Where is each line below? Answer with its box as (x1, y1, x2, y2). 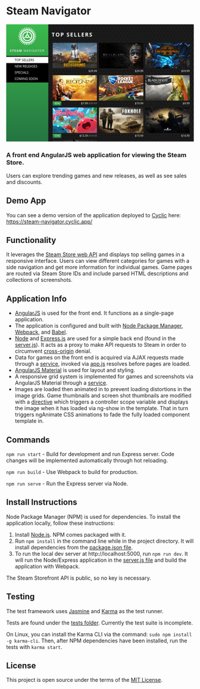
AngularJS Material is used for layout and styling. (14, 367, 136, 374)
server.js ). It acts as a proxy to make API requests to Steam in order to (14, 342, 186, 349)
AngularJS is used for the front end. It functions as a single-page (14, 309, 174, 317)
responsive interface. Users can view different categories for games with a (6, 257, 189, 264)
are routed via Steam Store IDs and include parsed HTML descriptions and (6, 270, 189, 277)
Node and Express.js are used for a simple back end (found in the (14, 335, 176, 342)
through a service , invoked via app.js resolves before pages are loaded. (14, 360, 191, 368)
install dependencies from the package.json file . (14, 543, 133, 550)
